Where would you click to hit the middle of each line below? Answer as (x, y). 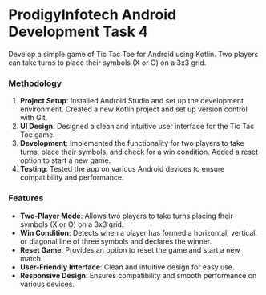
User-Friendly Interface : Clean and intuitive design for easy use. (127, 267)
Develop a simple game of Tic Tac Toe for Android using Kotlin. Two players (133, 54)
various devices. (47, 284)
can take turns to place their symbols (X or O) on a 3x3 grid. (107, 63)
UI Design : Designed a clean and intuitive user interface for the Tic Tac (137, 127)
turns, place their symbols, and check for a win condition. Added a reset (139, 152)
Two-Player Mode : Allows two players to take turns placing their (127, 216)
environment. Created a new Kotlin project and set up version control (134, 109)
